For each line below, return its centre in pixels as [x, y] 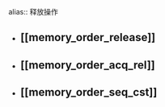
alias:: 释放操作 [33, 12]
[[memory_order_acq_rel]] [87, 65]
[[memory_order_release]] [88, 37]
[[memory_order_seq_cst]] [89, 92]
